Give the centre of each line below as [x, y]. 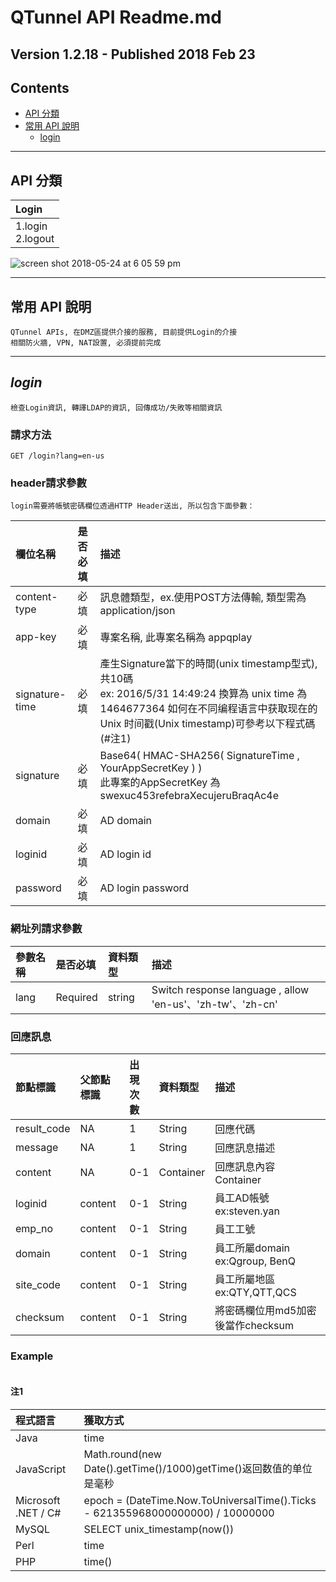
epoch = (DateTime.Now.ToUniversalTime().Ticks [200, 1500]
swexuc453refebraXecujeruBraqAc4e [189, 796]
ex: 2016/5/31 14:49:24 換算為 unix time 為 [203, 694]
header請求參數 [48, 483]
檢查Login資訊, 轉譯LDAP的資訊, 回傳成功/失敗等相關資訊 [116, 407]
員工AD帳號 [242, 1198]
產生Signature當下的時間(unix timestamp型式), [208, 664]
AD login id [125, 854]
